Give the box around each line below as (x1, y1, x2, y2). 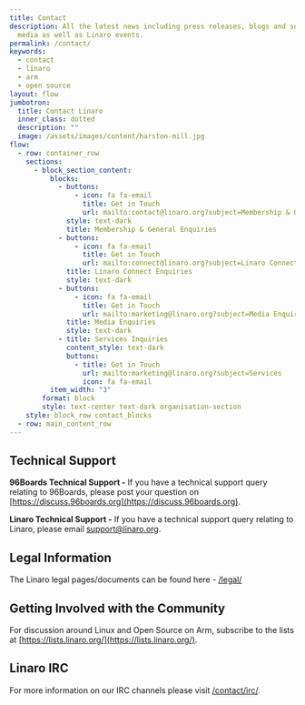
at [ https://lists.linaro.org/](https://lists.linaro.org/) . (9, 634, 198, 646)
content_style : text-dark (66, 343, 165, 352)
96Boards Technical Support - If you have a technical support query (9, 477, 268, 488)
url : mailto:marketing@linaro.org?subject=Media (82, 309, 271, 318)
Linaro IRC (9, 660, 69, 676)
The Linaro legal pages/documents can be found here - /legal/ (9, 574, 242, 585)
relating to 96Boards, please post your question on (9, 487, 200, 498)
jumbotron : (9, 97, 51, 107)
